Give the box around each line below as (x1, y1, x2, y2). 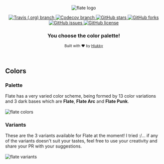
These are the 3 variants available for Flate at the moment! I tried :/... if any (5, 133, 159, 139)
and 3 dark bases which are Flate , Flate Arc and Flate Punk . (5, 98, 129, 104)
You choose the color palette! (47, 32, 121, 39)
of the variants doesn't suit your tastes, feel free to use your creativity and (5, 138, 158, 144)
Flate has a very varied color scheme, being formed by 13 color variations (5, 93, 156, 99)
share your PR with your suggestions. (5, 143, 82, 149)
